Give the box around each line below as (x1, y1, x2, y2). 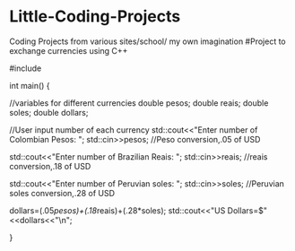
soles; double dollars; (9, 107, 89, 117)
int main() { (9, 80, 51, 91)
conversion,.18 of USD (9, 160, 91, 171)
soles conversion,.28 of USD (9, 187, 115, 198)
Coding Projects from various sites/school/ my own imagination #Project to (9, 36, 287, 47)
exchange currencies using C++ (9, 45, 128, 56)
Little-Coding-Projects (9, 6, 181, 27)
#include (9, 63, 42, 74)
